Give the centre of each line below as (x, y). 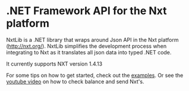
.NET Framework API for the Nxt (86, 11)
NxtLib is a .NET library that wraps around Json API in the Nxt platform (93, 40)
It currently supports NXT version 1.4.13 (54, 64)
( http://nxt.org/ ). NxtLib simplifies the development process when (86, 46)
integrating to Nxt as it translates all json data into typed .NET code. (89, 52)
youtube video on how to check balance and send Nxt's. (75, 82)
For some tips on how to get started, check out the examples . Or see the (95, 75)
